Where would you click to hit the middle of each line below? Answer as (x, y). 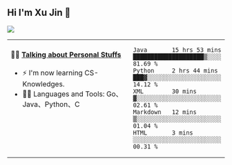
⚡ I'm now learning (52, 73)
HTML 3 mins (163, 133)
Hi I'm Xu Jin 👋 (39, 13)
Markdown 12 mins (165, 112)
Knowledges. (43, 84)
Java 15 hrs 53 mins (177, 50)
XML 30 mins (165, 91)
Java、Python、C (51, 104)
